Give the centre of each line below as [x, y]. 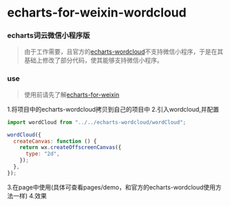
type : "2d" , [42, 154]
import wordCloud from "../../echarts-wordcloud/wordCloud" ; [97, 122]
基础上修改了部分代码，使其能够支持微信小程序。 [93, 61]
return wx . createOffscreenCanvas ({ [71, 147]
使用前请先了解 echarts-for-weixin [72, 94]
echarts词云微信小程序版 [49, 36]
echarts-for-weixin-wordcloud [97, 13]
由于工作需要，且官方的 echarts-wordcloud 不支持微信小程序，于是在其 [124, 52]
